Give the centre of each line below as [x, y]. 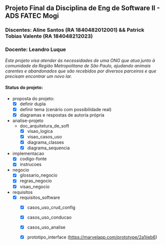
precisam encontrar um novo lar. [39, 76]
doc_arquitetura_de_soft [44, 126]
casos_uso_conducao [49, 217]
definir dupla [33, 104]
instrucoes [31, 164]
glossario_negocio [39, 175]
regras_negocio [36, 181]
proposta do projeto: [33, 98]
